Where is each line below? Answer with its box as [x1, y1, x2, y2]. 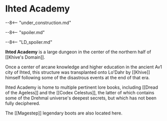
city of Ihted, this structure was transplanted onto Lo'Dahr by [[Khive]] [5, 69, 150, 75]
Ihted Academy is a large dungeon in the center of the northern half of [5, 49, 151, 55]
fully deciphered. [5, 100, 41, 106]
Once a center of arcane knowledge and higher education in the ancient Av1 [5, 64, 162, 70]
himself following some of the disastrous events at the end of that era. [5, 74, 150, 80]
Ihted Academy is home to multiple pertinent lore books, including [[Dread [5, 84, 158, 90]
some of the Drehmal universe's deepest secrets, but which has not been [5, 95, 157, 101]
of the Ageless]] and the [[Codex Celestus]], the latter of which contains [5, 89, 154, 95]
